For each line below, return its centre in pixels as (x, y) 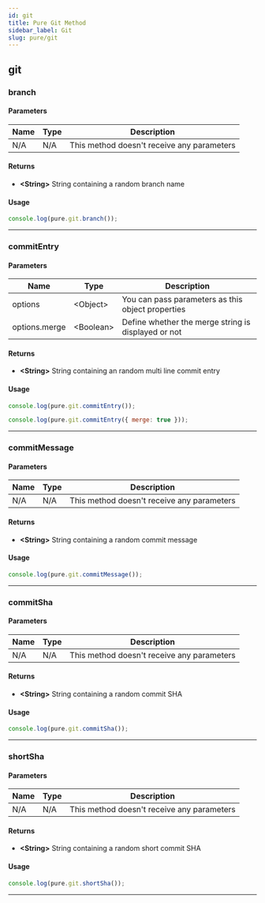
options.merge (39, 327)
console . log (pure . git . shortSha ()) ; (67, 883)
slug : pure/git (33, 38)
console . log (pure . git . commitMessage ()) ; (76, 574)
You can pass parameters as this (182, 300)
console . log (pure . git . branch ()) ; (63, 219)
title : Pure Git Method (47, 23)
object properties (154, 309)
